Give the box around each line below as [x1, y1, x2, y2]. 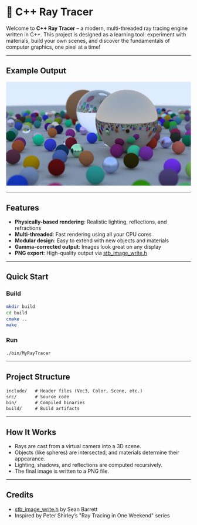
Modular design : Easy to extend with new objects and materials [14, 237, 169, 244]
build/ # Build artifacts [6, 406, 80, 412]
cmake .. [6, 316, 28, 322]
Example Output [6, 66, 66, 76]
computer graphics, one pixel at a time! [6, 43, 101, 50]
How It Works [6, 427, 57, 437]
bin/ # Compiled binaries [6, 400, 85, 406]
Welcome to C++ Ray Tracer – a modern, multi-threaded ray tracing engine [6, 25, 188, 32]
